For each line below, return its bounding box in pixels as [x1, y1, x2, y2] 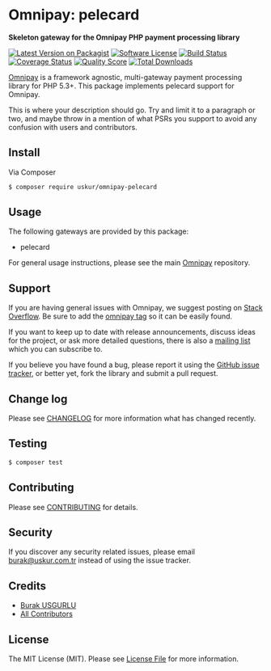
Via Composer [8, 167, 57, 177]
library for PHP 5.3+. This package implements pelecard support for [8, 81, 235, 91]
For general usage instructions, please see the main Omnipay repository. [8, 258, 251, 268]
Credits [8, 579, 47, 593]
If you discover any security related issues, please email [8, 547, 196, 557]
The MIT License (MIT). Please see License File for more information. [8, 654, 239, 664]
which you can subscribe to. [8, 344, 103, 354]
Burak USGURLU [19, 601, 77, 610]
